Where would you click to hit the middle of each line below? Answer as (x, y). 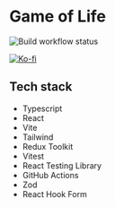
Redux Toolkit (48, 146)
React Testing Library (62, 165)
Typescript (42, 108)
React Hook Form (54, 194)
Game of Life (57, 17)
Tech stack (41, 87)
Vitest (33, 156)
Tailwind (38, 137)
